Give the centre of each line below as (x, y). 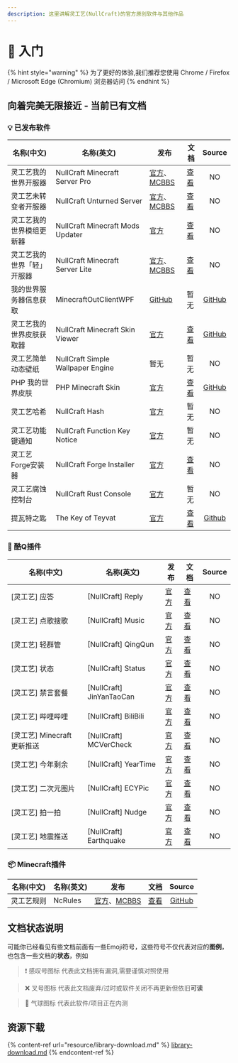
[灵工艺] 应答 (33, 596)
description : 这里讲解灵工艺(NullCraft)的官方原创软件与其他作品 (96, 14)
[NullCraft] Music (116, 620)
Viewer (67, 339)
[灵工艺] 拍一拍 (36, 812)
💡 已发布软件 (29, 127)
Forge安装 (28, 465)
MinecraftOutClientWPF (95, 300)
